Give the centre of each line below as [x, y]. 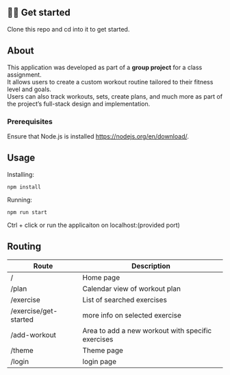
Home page [101, 277]
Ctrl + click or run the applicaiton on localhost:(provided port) [93, 225]
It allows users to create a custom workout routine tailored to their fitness [110, 82]
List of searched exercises [125, 300]
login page [99, 361]
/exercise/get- [34, 311]
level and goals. [29, 89]
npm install [24, 187]
